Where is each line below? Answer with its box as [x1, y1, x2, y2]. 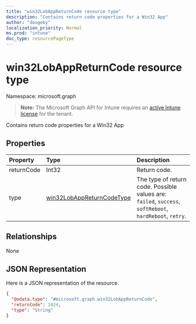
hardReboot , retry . [136, 212, 187, 220]
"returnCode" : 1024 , [11, 302, 61, 308]
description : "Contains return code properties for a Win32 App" [6, 14, 168, 20]
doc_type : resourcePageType [6, 36, 75, 42]
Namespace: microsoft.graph [6, 92, 76, 99]
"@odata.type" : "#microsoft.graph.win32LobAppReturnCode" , [11, 297, 158, 302]
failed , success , [136, 197, 181, 205]
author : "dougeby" [6, 19, 51, 25]
